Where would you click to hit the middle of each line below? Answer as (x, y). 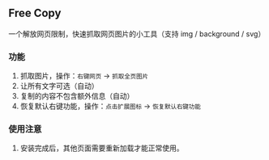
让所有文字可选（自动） (59, 86)
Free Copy (35, 13)
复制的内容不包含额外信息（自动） (77, 96)
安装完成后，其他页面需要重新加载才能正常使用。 (102, 148)
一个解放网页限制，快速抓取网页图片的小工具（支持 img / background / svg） (137, 34)
